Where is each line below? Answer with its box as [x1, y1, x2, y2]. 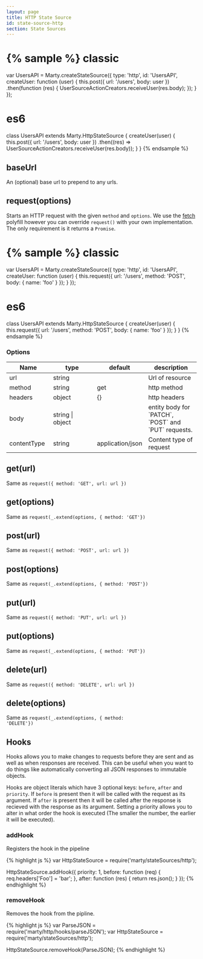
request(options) [6, 196, 71, 206]
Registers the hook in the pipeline [6, 845, 89, 852]
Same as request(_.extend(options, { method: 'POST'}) [6, 580, 149, 588]
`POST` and [147, 418, 181, 426]
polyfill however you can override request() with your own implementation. [6, 218, 193, 225]
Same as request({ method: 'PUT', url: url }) [6, 614, 127, 621]
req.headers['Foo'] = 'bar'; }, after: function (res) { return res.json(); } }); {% [6, 874, 195, 882]
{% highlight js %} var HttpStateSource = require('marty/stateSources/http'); [6, 856, 197, 864]
